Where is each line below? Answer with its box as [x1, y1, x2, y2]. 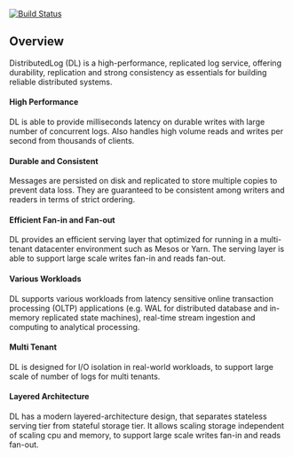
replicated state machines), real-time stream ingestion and [41, 311, 256, 323]
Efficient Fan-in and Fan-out [9, 214, 115, 225]
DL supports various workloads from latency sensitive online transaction [9, 293, 273, 303]
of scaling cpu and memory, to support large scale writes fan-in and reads [9, 430, 281, 441]
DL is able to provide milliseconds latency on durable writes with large [9, 116, 265, 128]
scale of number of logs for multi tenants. [9, 371, 161, 382]
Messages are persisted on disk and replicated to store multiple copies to [9, 176, 278, 186]
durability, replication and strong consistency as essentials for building [9, 67, 267, 77]
